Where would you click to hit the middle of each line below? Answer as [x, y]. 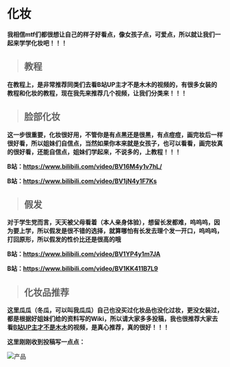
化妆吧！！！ [49, 43]
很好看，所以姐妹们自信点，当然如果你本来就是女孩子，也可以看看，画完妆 [112, 143]
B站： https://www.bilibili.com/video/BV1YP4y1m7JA [84, 254]
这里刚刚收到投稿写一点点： [46, 342]
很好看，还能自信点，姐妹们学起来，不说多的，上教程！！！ [97, 152]
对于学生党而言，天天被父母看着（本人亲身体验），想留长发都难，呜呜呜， [111, 222]
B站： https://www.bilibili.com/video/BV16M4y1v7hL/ [85, 166]
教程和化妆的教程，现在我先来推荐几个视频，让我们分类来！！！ [97, 93]
